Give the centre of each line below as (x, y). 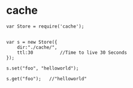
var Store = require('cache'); (45, 26)
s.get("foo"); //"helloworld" (46, 78)
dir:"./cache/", (37, 47)
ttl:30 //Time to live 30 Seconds (72, 52)
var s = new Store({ (32, 42)
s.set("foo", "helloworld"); (43, 68)
